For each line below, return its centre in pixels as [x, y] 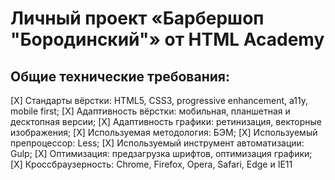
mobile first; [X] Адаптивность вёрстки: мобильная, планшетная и [150, 111]
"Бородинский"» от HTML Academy [167, 39]
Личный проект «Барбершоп [137, 18]
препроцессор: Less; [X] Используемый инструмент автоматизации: [157, 143]
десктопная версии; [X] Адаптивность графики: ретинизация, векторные [166, 121]
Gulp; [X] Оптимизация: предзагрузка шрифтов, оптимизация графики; [161, 153]
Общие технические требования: [120, 76]
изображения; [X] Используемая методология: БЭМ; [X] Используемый [164, 132]
